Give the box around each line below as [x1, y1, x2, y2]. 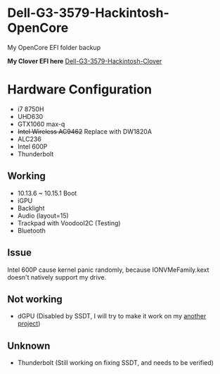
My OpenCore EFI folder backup [7, 43, 101, 51]
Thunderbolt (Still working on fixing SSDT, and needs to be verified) [17, 359, 214, 367]
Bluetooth [17, 226, 46, 235]
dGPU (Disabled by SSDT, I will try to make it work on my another [17, 312, 207, 320]
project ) [17, 319, 41, 328]
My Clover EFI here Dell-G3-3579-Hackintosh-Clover [7, 56, 162, 65]
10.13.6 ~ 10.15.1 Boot [17, 189, 77, 197]
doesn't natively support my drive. [7, 273, 107, 281]
